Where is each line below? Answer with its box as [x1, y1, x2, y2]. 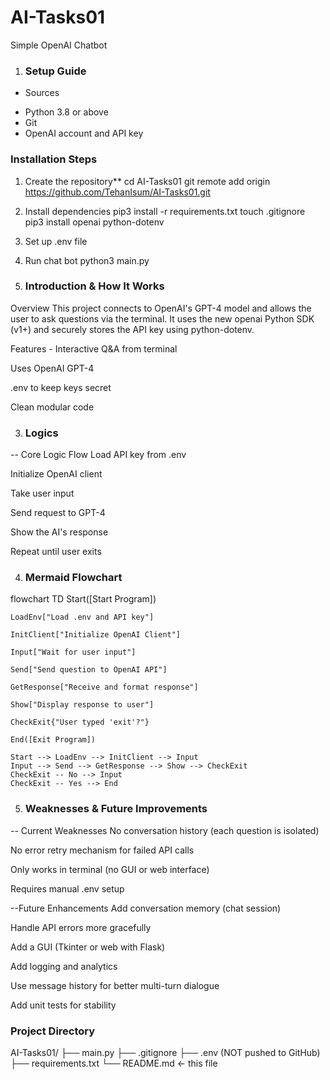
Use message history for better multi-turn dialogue [10, 979, 220, 991]
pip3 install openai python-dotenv [24, 216, 165, 228]
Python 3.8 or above [24, 106, 109, 118]
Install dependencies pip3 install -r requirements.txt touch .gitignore [24, 205, 306, 217]
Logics [24, 426, 59, 440]
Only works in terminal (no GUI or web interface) [10, 863, 210, 875]
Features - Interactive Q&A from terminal [10, 342, 178, 355]
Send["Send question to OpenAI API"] [10, 665, 168, 675]
